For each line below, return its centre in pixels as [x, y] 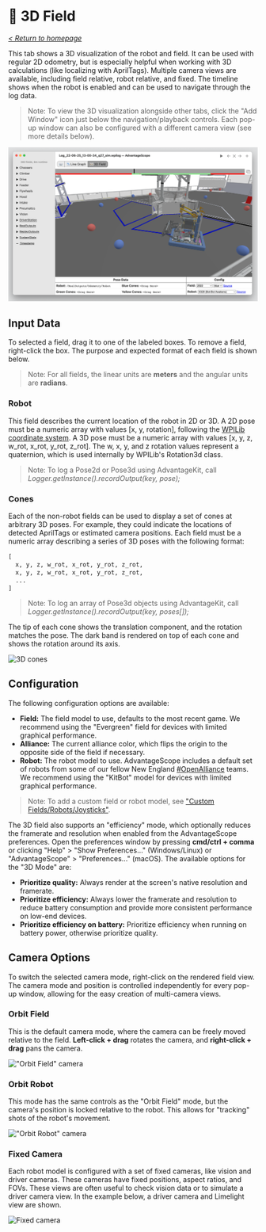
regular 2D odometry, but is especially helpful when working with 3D [120, 62]
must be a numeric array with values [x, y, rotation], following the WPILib [127, 429]
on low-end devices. [53, 916]
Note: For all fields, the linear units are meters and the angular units [138, 375]
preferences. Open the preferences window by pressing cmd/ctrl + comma [131, 841]
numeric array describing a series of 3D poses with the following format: [126, 541]
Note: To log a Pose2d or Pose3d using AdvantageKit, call [122, 470]
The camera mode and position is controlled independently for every [120, 985]
